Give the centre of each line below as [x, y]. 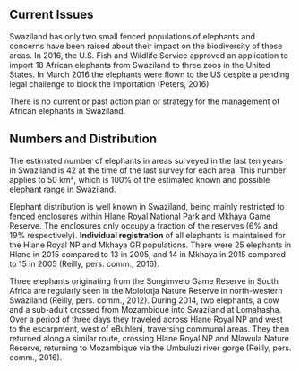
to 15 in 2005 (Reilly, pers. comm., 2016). [84, 263]
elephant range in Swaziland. [63, 189]
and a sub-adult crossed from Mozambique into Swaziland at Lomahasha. [146, 309]
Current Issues [51, 15]
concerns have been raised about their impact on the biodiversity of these [146, 46]
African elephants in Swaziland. [68, 110]
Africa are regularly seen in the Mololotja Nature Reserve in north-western [146, 290]
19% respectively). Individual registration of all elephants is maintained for [148, 235]
